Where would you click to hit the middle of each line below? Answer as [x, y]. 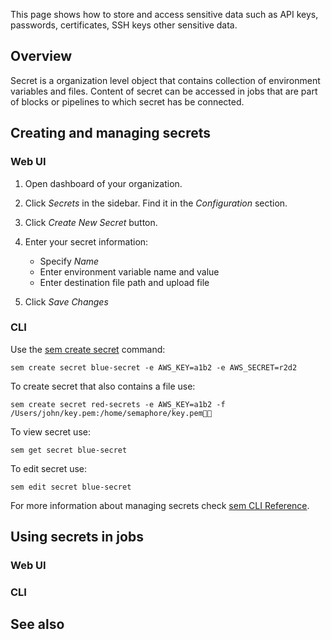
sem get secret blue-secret [69, 450]
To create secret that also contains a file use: [103, 386]
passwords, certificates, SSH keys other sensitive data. [124, 25]
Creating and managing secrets [111, 133]
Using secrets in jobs [77, 537]
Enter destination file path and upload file [124, 282]
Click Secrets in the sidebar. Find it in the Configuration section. [156, 203]
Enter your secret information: [86, 241]
